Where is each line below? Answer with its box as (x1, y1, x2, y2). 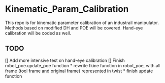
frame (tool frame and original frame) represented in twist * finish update (5, 68, 153, 74)
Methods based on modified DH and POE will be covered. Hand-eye (5, 25, 143, 30)
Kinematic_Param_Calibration (5, 3, 129, 15)
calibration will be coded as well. (5, 30, 71, 36)
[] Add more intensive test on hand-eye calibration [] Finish (5, 57, 125, 63)
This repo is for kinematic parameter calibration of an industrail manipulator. (5, 20, 159, 26)
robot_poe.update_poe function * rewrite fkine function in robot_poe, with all (5, 62, 161, 68)
